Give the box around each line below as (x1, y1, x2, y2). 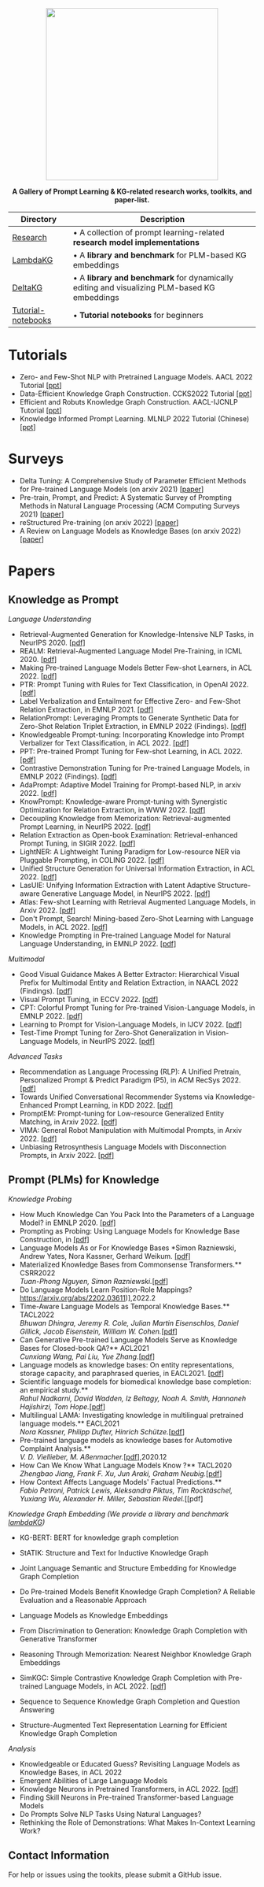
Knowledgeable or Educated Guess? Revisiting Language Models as (19, 1759, 240, 1768)
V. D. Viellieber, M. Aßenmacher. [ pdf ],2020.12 (19, 1452, 167, 1461)
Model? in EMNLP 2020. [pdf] (19, 1218, 116, 1227)
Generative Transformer (19, 1634, 98, 1644)
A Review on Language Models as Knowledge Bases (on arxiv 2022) (19, 526, 241, 535)
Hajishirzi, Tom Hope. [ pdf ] (19, 1401, 106, 1412)
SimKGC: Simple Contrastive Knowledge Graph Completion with (19, 1673, 227, 1682)
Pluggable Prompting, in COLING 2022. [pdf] (19, 855, 165, 864)
